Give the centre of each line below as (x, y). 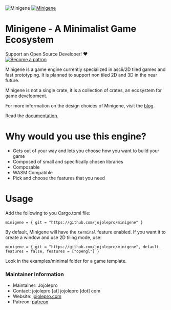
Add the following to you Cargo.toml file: (48, 213)
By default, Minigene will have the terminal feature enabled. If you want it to (85, 232)
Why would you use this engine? (76, 136)
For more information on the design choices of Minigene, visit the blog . (80, 105)
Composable (26, 167)
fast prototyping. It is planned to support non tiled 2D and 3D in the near (81, 75)
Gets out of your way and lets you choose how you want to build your (86, 151)
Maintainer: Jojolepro (35, 285)
